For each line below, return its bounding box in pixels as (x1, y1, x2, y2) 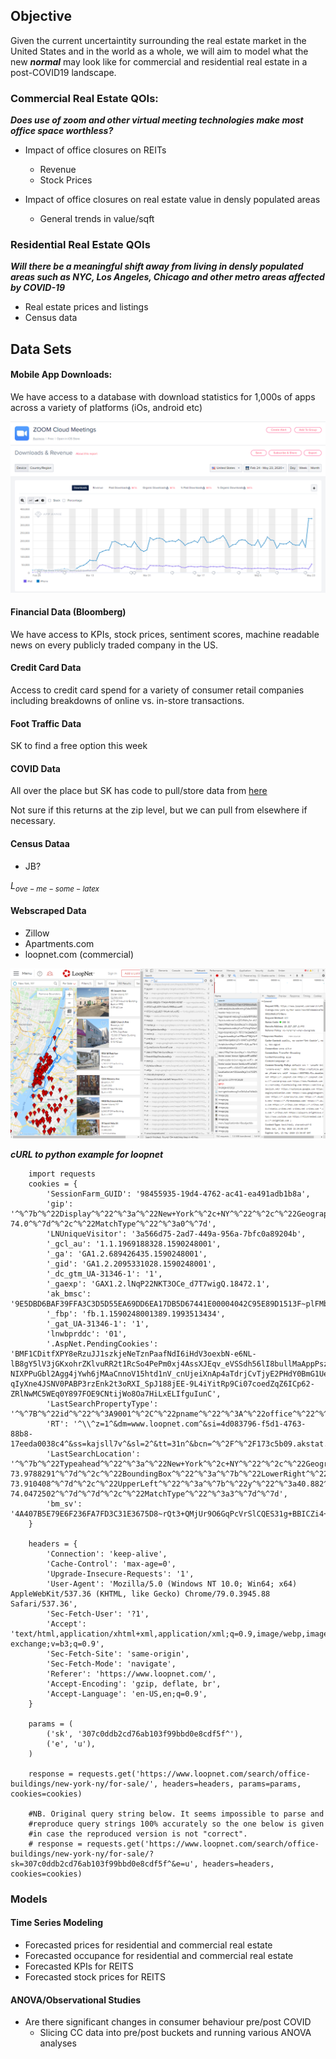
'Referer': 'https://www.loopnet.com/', (46, 1669, 217, 1679)
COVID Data (10, 762, 61, 774)
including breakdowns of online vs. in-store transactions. (10, 695, 245, 707)
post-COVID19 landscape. (10, 66, 117, 78)
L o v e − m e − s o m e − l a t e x (10, 879, 100, 894)
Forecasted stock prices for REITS (24, 1970, 166, 1983)
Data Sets (10, 340, 72, 358)
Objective (10, 8, 73, 25)
